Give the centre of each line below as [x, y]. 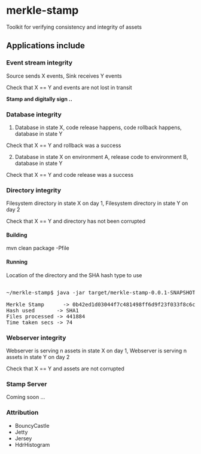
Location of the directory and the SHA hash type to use [74, 275]
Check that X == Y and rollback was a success [64, 145]
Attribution [22, 413]
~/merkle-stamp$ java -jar [46, 292]
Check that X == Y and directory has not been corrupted [76, 221]
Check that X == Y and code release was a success [70, 174]
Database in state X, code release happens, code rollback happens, [98, 127]
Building [17, 235]
